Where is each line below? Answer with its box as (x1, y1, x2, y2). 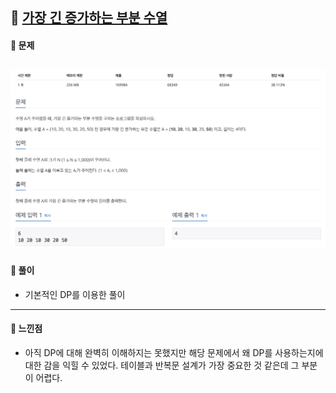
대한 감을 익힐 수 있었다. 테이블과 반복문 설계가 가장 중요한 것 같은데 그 (24, 359, 300, 371)
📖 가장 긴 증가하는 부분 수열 (10, 9, 168, 27)
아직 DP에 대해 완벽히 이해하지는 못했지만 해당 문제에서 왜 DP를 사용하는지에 (24, 346, 324, 358)
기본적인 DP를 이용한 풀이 (24, 288, 126, 300)
